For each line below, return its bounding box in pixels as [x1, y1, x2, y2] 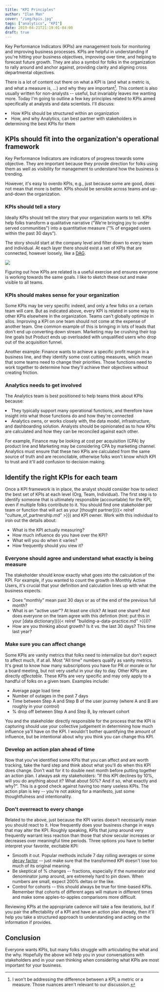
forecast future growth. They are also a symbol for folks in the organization [5, 59, 156, 65]
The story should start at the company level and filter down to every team [5, 240, 153, 245]
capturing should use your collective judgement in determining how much [5, 723, 153, 729]
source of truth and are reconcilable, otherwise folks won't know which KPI [5, 454, 156, 459]
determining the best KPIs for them [5, 121, 76, 127]
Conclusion [5, 934, 41, 942]
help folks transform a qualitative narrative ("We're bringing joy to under [5, 219, 150, 226]
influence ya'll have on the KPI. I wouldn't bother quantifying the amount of [5, 728, 156, 734]
